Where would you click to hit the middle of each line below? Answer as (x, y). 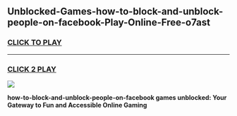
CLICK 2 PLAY (32, 69)
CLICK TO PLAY (35, 43)
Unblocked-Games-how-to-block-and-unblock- (115, 12)
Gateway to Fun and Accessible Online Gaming (77, 105)
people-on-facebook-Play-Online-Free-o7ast (109, 23)
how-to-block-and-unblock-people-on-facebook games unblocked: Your (117, 97)
